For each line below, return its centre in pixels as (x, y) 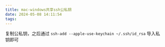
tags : (11, 19)
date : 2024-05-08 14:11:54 (34, 14)
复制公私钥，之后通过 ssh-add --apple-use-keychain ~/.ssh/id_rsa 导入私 (83, 34)
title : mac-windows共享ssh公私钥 (38, 10)
